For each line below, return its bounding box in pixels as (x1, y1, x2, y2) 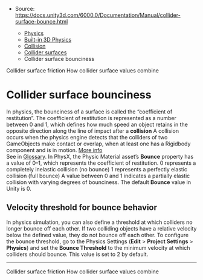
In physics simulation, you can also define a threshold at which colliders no (6, 218, 193, 226)
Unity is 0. (6, 185, 31, 192)
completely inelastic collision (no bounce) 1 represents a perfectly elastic (6, 165, 188, 173)
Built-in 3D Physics (24, 36, 72, 43)
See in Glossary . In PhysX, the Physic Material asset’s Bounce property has (6, 153, 194, 160)
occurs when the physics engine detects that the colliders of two (6, 133, 168, 141)
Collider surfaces (24, 49, 67, 56)
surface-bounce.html (14, 18, 68, 25)
